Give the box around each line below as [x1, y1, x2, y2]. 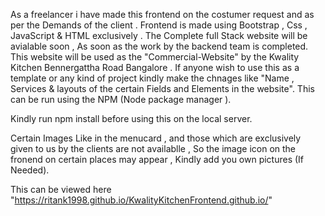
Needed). [10, 164, 50, 176]
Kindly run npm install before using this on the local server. [10, 113, 253, 124]
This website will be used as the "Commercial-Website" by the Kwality [10, 51, 300, 63]
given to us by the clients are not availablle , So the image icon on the [10, 143, 297, 154]
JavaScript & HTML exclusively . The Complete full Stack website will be [10, 30, 308, 41]
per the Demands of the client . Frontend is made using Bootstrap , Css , [10, 19, 308, 31]
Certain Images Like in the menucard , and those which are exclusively [10, 132, 302, 144]
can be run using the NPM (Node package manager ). [10, 94, 232, 105]
